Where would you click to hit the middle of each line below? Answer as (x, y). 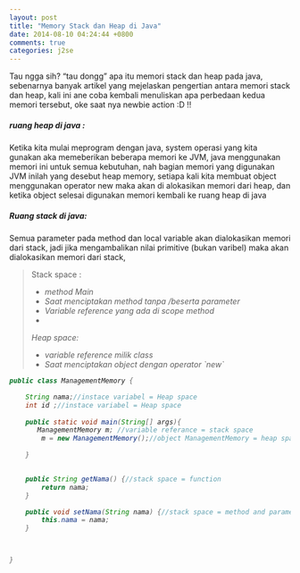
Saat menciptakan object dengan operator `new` (134, 365)
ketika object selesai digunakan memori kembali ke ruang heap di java (138, 195)
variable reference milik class (99, 355)
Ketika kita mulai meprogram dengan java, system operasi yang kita (133, 147)
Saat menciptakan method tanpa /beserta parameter (142, 301)
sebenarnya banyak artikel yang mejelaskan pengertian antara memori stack (150, 86)
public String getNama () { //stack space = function (123, 479)
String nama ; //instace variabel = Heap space (112, 397)
